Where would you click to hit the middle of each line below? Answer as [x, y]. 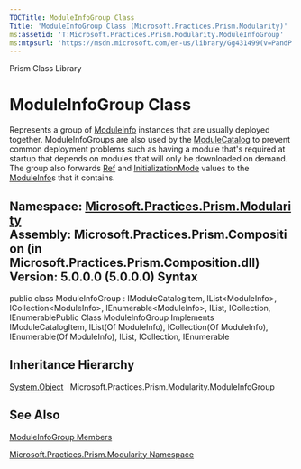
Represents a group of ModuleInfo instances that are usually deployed [140, 130]
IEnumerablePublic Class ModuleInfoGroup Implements [112, 317]
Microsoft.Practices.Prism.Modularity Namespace [102, 454]
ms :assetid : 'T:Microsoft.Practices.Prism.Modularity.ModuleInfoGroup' [146, 34]
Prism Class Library [46, 69]
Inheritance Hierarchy [72, 365]
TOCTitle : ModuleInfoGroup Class [72, 18]
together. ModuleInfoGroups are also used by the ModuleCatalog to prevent [150, 140]
